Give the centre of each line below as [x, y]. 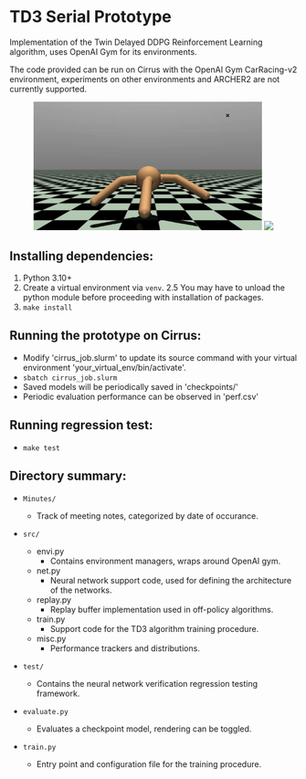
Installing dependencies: [81, 256]
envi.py [50, 551]
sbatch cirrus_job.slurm [70, 378]
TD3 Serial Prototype [90, 17]
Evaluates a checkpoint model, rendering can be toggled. [144, 729]
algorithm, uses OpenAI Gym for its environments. [104, 51]
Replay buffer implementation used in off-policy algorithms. [162, 609]
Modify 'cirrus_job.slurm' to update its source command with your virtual [160, 357]
